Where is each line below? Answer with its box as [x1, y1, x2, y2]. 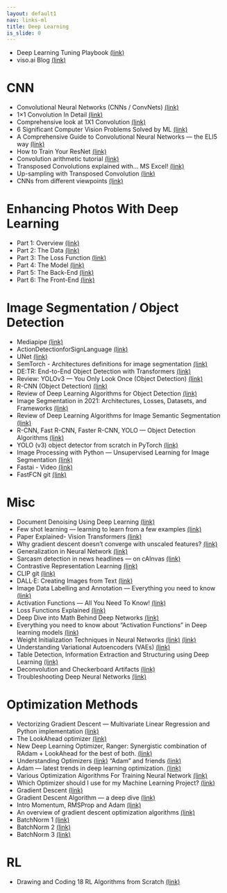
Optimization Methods [6, 697, 138, 713]
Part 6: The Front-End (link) [16, 275, 95, 284]
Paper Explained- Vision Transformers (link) [16, 532, 142, 541]
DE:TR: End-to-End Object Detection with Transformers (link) [16, 367, 192, 375]
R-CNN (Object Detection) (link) [16, 382, 108, 391]
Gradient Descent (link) [16, 785, 83, 794]
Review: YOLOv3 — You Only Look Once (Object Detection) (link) [16, 375, 203, 383]
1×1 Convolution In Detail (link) [16, 110, 103, 119]
